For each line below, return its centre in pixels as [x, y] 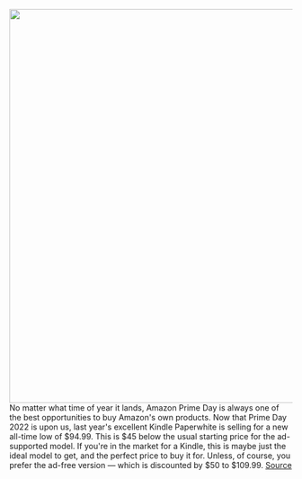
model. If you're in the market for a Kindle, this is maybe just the [168, 446]
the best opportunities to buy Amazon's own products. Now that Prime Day [148, 417]
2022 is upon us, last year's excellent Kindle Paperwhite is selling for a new [149, 427]
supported [28, 446]
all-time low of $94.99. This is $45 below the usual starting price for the [142, 436]
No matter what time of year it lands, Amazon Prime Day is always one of [144, 408]
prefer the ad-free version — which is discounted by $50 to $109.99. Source [151, 465]
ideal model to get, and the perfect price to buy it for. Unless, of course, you [150, 456]
